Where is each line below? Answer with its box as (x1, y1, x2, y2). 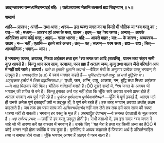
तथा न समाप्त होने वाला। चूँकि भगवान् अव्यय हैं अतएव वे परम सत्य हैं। (5, 132, 111, 138)
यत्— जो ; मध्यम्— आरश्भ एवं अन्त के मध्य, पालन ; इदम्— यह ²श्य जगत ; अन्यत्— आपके (5, 30, 145, 35)
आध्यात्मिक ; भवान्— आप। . (5, 46, 50, 52)
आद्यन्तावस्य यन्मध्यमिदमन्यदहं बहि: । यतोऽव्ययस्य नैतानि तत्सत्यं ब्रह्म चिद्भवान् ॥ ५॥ (5, 5, 133, 10)
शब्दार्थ (5, 15, 15, 20)
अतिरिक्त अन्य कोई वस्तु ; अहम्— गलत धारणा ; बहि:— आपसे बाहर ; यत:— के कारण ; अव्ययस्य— (5, 35, 157, 41)
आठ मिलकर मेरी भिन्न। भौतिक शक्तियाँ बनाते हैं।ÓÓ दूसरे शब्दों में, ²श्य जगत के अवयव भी (13, 83, 150, 89)
